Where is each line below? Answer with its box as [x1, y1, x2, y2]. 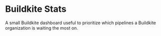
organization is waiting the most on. [5, 25, 79, 31]
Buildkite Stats [5, 3, 67, 15]
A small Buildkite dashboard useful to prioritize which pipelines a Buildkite [5, 20, 157, 26]
